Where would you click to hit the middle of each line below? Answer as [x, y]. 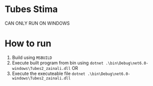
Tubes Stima [31, 9]
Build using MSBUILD [32, 57]
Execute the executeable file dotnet [49, 73]
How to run [28, 44]
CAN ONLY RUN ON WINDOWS [37, 23]
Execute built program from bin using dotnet [58, 63]
